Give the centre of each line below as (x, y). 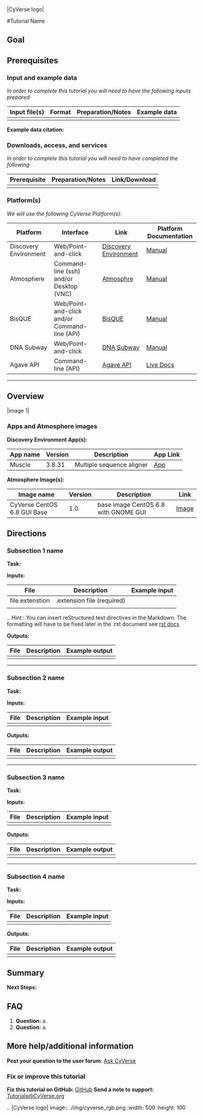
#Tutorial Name (26, 21)
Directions (27, 534)
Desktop (66, 286)
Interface (75, 232)
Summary (26, 972)
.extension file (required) (91, 600)
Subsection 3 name (36, 777)
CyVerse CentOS (34, 504)
